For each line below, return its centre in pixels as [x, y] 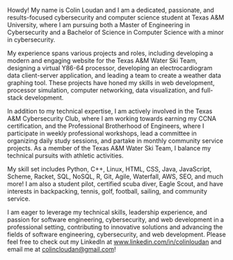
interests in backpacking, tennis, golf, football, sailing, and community [107, 191]
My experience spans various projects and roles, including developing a [110, 53]
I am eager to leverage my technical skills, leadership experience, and [107, 212]
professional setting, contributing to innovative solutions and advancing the [115, 227]
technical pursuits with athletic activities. [65, 155]
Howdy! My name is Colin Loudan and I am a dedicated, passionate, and [111, 10]
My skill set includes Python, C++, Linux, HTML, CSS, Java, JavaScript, [110, 169]
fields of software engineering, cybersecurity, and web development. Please [116, 234]
